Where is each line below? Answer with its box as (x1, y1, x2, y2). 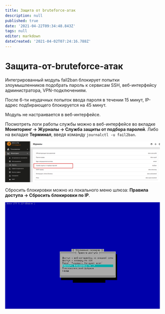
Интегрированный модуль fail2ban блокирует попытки (5, 77, 120, 83)
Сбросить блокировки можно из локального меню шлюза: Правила (5, 187, 149, 193)
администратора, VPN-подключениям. (5, 87, 87, 93)
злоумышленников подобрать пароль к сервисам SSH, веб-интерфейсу (5, 82, 157, 88)
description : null (5, 13, 43, 18)
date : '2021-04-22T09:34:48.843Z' (5, 24, 76, 28)
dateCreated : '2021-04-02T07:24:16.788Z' (5, 39, 91, 44)
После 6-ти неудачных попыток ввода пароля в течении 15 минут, (5, 97, 144, 103)
